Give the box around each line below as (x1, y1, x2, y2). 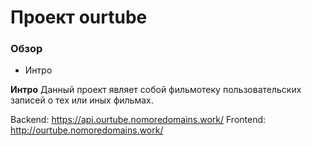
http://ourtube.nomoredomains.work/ (10, 124, 164, 136)
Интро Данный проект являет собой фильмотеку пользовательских (10, 84, 302, 96)
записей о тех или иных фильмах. (10, 94, 154, 106)
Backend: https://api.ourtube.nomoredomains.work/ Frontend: (10, 114, 267, 126)
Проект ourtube (10, 6, 148, 29)
